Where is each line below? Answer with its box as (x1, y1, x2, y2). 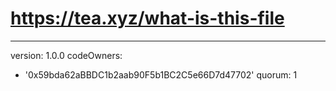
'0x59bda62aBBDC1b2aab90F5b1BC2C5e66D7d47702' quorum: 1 (24, 68, 298, 81)
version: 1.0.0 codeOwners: (10, 49, 123, 61)
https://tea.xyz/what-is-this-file (10, 7, 285, 30)
